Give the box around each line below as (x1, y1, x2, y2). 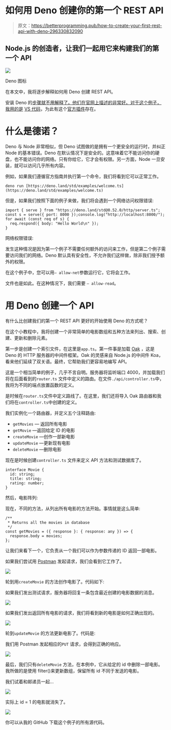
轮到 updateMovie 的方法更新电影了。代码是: (5, 630, 96, 636)
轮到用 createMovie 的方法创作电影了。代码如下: (5, 578, 104, 584)
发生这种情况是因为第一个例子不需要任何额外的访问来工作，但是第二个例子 (5, 245, 161, 252)
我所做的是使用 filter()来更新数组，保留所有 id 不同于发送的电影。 (5, 667, 142, 673)
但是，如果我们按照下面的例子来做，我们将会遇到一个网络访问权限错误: (5, 197, 154, 204)
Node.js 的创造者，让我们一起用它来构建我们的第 (5, 44, 159, 53)
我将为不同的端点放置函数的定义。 (5, 382, 77, 388)
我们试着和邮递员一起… (5, 678, 54, 685)
